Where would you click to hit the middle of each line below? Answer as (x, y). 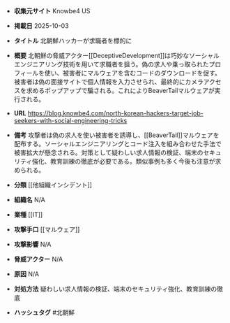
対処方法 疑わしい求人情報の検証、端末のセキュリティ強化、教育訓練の (115, 289)
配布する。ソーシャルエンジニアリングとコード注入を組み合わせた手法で (117, 144)
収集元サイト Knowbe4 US (52, 11)
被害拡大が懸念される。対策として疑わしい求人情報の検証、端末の (108, 152)
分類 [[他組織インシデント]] (53, 185)
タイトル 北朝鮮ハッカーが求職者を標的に (73, 41)
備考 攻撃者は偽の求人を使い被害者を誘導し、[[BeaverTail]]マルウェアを (116, 135)
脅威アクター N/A (38, 259)
